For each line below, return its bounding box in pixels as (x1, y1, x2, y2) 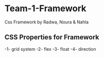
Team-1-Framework (4, 3, 86, 14)
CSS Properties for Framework (4, 33, 100, 41)
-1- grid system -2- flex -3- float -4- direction (4, 46, 96, 52)
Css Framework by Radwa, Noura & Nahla (4, 19, 89, 25)
